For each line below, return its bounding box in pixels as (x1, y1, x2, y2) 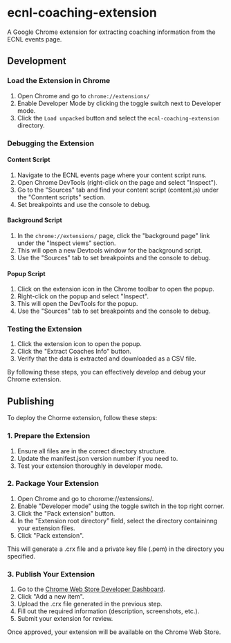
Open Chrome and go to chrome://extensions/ (17, 91, 150, 100)
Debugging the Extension (7, 138, 95, 148)
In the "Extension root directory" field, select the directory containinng (17, 516, 218, 525)
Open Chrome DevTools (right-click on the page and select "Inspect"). (17, 178, 218, 186)
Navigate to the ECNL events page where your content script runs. (17, 171, 207, 179)
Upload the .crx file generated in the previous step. (17, 600, 163, 608)
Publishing (7, 395, 55, 407)
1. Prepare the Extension (7, 431, 91, 441)
